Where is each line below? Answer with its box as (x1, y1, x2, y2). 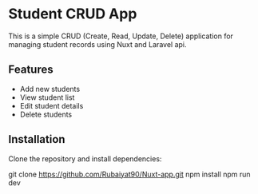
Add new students (19, 84, 81, 93)
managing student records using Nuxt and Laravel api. (8, 39, 187, 49)
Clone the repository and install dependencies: (8, 153, 162, 164)
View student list (19, 93, 75, 102)
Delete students (19, 109, 73, 119)
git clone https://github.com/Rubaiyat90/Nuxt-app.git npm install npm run (8, 169, 251, 179)
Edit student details (19, 101, 84, 110)
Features (8, 63, 54, 77)
